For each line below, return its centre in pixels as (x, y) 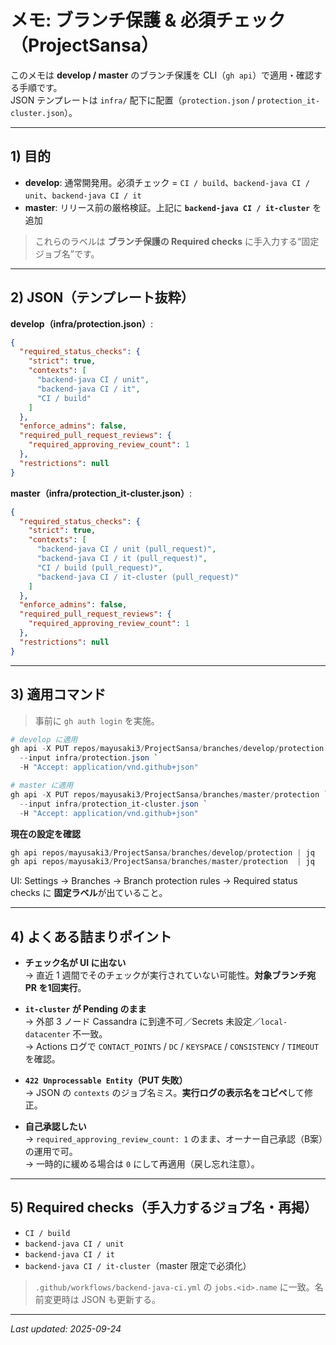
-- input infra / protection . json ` (89, 758)
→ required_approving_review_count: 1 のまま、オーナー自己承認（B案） (174, 1139)
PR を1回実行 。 (55, 988)
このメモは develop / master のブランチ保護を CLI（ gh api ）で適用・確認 (162, 75)
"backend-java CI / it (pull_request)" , (122, 559)
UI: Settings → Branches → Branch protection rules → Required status (154, 881)
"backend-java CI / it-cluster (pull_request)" (138, 577)
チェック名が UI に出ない (75, 963)
